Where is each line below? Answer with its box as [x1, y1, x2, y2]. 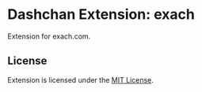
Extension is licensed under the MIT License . [7, 75, 154, 84]
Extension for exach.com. [7, 31, 91, 41]
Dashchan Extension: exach [7, 6, 195, 24]
